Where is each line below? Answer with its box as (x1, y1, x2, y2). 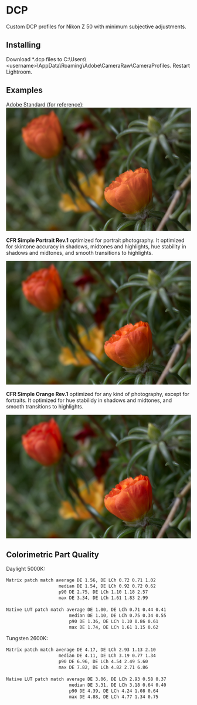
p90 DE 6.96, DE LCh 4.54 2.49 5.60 (58, 659, 148, 665)
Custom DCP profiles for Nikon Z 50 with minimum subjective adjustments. (6, 23, 186, 30)
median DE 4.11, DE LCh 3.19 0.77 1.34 (58, 653, 157, 659)
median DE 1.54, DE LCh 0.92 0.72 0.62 (58, 583, 157, 589)
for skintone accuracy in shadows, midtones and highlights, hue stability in (6, 243, 186, 250)
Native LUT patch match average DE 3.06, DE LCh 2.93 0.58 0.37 (6, 676, 167, 683)
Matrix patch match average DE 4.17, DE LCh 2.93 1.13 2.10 (6, 647, 157, 653)
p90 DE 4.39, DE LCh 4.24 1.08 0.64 (69, 688, 159, 694)
